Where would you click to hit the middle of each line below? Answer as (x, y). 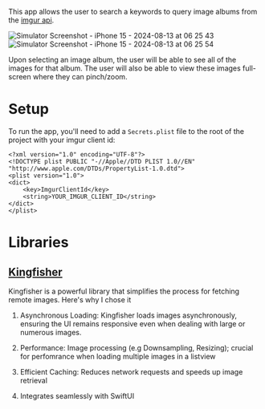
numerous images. (51, 332)
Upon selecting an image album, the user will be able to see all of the (122, 60)
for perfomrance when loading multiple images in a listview (118, 356)
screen (20, 77)
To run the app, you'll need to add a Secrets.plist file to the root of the (126, 131)
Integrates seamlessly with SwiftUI (77, 395)
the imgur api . (31, 20)
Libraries (39, 243)
